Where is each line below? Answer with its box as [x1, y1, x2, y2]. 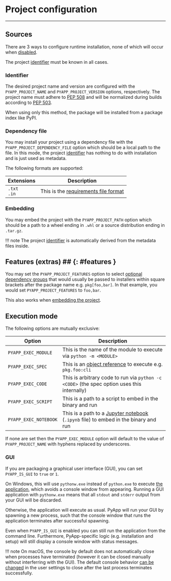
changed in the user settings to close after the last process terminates [5, 564, 152, 570]
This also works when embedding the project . [5, 297, 101, 303]
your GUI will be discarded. [5, 497, 63, 503]
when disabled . [5, 49, 38, 55]
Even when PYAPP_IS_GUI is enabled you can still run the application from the [5, 527, 166, 534]
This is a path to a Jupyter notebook [62, 410, 149, 417]
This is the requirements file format [40, 188, 124, 195]
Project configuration [5, 4, 98, 15]
